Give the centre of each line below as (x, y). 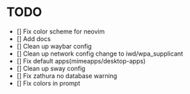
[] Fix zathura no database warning (67, 76)
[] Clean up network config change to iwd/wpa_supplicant (100, 54)
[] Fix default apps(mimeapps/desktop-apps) (81, 61)
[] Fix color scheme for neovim (61, 31)
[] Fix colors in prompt (48, 83)
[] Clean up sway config (51, 68)
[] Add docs (34, 38)
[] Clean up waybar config (54, 46)
